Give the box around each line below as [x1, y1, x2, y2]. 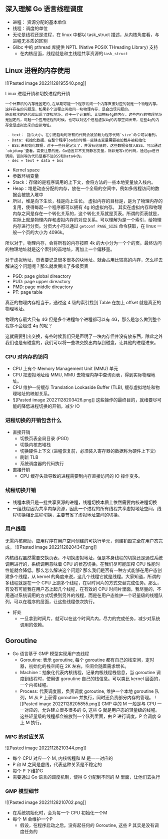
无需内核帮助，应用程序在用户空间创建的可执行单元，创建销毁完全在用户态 [5, 538, 158, 544]
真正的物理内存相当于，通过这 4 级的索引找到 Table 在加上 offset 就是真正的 [5, 299, 161, 305]
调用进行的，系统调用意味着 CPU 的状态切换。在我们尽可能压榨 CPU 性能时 [5, 561, 160, 567]
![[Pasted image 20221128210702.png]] [5, 799, 86, 805]
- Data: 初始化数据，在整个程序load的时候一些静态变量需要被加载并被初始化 [7, 137, 146, 143]
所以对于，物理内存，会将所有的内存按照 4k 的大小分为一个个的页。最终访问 [5, 240, 162, 246]
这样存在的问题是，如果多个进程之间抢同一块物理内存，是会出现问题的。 [5, 107, 132, 112]
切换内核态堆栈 [19, 442, 51, 448]
